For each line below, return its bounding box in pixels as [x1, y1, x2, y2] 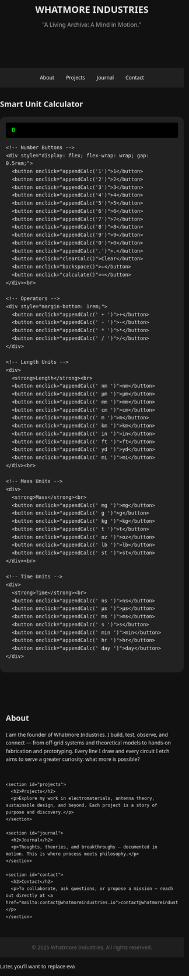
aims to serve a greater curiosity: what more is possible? [6, 756, 140, 763]
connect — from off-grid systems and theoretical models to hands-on [6, 739, 171, 747]
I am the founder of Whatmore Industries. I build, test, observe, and [6, 731, 169, 739]
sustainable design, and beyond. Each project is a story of [6, 802, 157, 808]
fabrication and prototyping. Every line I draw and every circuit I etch [6, 747, 170, 755]
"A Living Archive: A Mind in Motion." [42, 20, 142, 29]
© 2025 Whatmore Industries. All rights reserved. [32, 943, 152, 951]
